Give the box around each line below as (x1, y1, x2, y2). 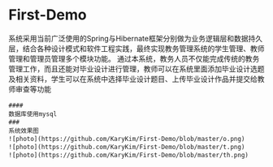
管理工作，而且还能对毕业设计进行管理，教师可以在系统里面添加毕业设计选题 (8, 63, 265, 74)
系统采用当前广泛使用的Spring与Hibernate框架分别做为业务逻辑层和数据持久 (8, 33, 262, 43)
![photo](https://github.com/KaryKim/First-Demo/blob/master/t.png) (8, 143, 245, 151)
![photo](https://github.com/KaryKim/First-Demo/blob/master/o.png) (8, 135, 245, 143)
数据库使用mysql (8, 109, 58, 118)
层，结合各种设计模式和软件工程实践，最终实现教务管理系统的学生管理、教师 (8, 43, 265, 54)
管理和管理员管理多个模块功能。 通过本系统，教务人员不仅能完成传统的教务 (8, 54, 260, 63)
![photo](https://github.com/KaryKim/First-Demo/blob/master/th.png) (8, 151, 249, 159)
